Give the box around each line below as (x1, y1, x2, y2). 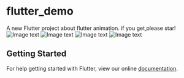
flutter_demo (6, 4, 74, 18)
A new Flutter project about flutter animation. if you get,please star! (6, 24, 176, 32)
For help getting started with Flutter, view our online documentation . (6, 65, 178, 72)
